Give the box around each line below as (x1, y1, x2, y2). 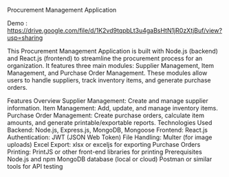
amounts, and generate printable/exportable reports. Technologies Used (7, 119, 212, 126)
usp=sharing (7, 34, 43, 42)
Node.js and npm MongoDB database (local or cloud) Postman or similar (7, 155, 212, 163)
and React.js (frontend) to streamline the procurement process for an (7, 54, 203, 62)
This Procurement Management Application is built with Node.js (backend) (7, 47, 219, 55)
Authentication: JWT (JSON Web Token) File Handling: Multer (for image (7, 133, 212, 141)
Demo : (7, 19, 28, 27)
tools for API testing (7, 163, 63, 170)
